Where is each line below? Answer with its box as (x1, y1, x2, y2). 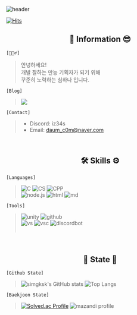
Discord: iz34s (29, 119, 66, 127)
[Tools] (6, 203, 26, 209)
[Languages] (6, 174, 36, 181)
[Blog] (6, 88, 23, 94)
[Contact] (6, 109, 31, 115)
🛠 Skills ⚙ (80, 156, 120, 166)
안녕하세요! (20, 61, 47, 68)
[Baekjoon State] (6, 292, 49, 298)
